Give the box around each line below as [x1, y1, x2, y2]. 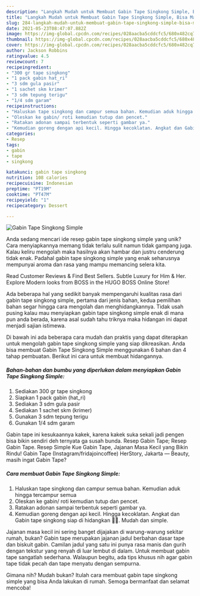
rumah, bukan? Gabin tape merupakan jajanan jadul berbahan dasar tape [6, 535, 185, 542]
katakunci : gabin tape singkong [6, 169, 86, 175]
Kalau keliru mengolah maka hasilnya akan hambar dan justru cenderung [6, 248, 185, 255]
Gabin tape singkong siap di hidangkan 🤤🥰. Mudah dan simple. [14, 517, 168, 524]
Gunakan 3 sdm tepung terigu [14, 413, 88, 421]
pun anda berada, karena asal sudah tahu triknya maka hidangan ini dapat [6, 316, 187, 323]
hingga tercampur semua [14, 492, 77, 499]
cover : [6, 42, 23, 48]
